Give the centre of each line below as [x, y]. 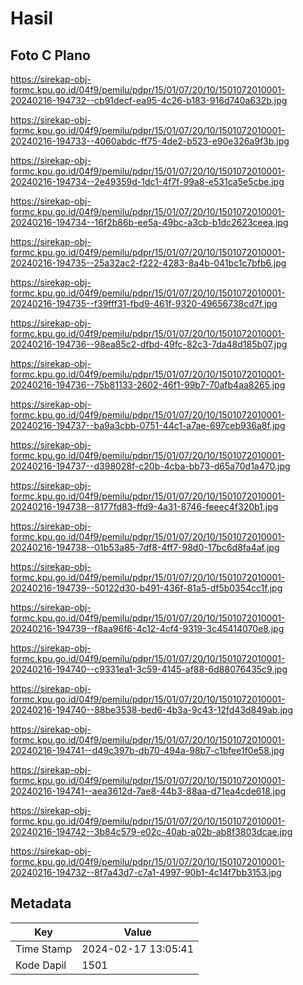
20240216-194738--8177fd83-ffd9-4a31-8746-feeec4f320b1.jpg [144, 506]
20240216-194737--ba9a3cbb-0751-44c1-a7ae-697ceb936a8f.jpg [148, 425]
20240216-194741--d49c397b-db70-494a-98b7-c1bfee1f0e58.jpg [147, 750]
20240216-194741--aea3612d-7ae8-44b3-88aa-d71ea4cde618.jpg [148, 791]
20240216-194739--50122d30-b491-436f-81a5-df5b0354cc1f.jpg [146, 588]
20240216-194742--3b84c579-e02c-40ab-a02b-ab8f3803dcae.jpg [151, 831]
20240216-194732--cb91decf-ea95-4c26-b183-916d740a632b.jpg [149, 100]
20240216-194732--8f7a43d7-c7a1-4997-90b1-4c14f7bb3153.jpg [146, 872]
